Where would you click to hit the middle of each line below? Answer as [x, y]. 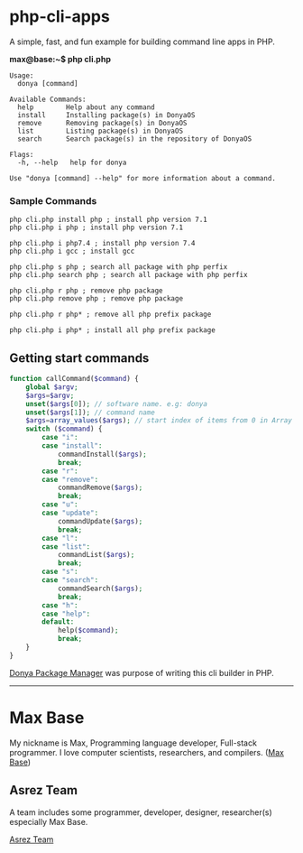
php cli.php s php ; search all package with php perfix [119, 267]
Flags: [22, 154]
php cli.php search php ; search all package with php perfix [129, 275]
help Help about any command [86, 107]
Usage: [22, 75]
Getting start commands [79, 358]
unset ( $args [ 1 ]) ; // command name [90, 413]
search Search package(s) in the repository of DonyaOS [135, 139]
